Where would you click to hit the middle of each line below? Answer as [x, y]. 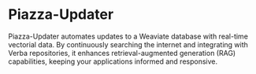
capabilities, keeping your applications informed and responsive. [113, 61]
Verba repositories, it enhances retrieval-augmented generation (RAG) [122, 53]
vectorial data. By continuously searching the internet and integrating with [128, 44]
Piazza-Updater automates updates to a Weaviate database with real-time [128, 36]
